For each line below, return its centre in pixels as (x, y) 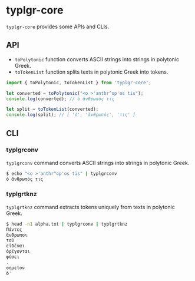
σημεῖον (16, 268)
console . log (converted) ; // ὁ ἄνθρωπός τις (60, 99)
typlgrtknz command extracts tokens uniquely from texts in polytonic (90, 207)
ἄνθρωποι (17, 235)
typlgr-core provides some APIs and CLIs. (58, 27)
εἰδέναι (16, 246)
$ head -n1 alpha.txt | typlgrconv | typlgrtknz (67, 224)
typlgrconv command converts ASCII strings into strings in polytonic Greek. (98, 163)
